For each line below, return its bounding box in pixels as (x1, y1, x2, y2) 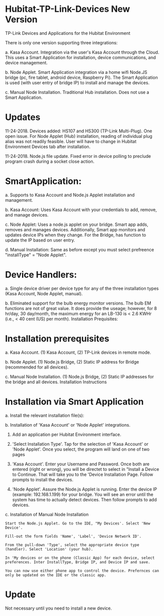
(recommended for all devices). (5, 364, 69, 370)
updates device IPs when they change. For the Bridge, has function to (5, 232, 146, 238)
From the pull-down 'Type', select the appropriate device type (5, 542, 139, 547)
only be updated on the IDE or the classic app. (5, 572, 107, 578)
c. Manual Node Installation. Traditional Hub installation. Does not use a (5, 89, 149, 95)
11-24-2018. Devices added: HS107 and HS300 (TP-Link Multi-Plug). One (5, 128, 152, 134)
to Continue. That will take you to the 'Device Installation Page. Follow (12, 471, 153, 477)
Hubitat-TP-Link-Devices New (5, 3, 130, 15)
